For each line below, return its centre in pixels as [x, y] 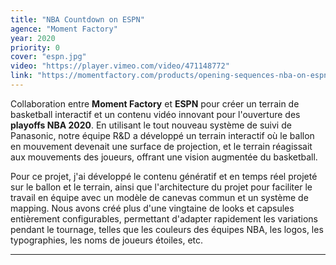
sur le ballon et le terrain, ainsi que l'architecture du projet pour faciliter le [161, 187]
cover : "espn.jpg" [48, 57]
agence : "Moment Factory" [64, 29]
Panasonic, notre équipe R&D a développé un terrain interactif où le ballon [162, 135]
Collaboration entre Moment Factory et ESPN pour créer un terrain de [155, 103]
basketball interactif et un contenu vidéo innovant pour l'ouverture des [155, 114]
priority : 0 [35, 47]
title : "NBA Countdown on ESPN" [77, 19]
